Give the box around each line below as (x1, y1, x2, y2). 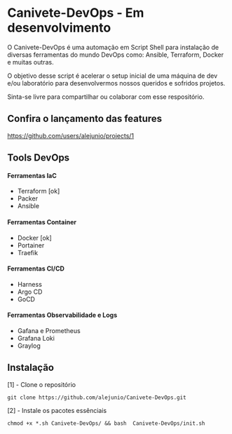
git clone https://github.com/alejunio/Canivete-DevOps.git (7, 394, 187, 401)
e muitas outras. (7, 57, 54, 66)
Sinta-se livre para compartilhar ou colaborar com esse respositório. (7, 93, 205, 101)
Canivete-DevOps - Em (7, 5, 144, 21)
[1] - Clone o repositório (7, 380, 76, 388)
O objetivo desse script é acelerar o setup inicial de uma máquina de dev (7, 72, 218, 80)
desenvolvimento (7, 20, 111, 36)
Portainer (17, 240, 45, 250)
